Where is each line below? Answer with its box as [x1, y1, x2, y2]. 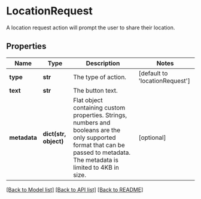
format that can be [72, 140, 126, 149]
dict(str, [42, 130, 66, 138]
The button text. [72, 86, 118, 94]
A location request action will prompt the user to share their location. [6, 24, 175, 31]
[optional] [138, 133, 166, 142]
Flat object [72, 96, 103, 104]
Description [86, 59, 120, 67]
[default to [138, 69, 168, 77]
